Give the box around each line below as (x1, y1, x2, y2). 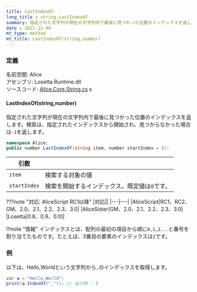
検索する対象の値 (45, 171, 92, 180)
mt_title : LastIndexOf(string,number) (6, 36, 101, 42)
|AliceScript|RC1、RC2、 (130, 198, 191, 205)
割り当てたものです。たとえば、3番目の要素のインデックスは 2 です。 (6, 233, 171, 240)
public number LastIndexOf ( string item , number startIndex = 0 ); (6, 145, 169, 151)
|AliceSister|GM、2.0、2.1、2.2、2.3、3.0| (80, 205, 183, 213)
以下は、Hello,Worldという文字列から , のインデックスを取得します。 (6, 263, 171, 271)
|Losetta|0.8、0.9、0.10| (6, 213, 65, 220)
